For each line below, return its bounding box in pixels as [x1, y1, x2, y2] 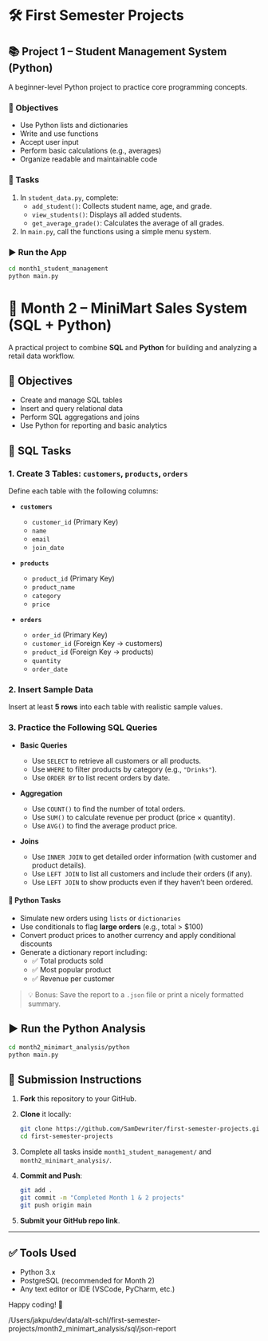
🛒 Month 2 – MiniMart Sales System [8, 299, 248, 317]
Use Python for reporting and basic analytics [19, 421, 167, 430]
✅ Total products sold [31, 956, 104, 965]
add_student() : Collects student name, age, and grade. [31, 201, 212, 210]
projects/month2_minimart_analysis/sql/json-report [8, 1324, 177, 1334]
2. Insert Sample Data [8, 684, 94, 695]
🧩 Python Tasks [8, 896, 61, 905]
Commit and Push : [19, 1171, 82, 1180]
